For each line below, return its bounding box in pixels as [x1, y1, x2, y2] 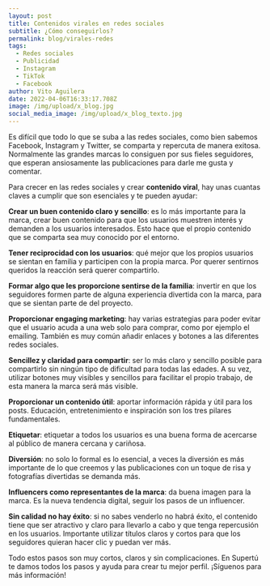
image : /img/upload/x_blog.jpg [8, 102, 114, 110]
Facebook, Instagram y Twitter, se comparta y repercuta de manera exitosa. [8, 141, 261, 150]
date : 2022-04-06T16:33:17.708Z [8, 95, 117, 103]
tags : [8, 42, 27, 50]
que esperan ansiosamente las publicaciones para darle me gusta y [8, 158, 234, 167]
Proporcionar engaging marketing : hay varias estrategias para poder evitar [8, 314, 261, 323]
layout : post [8, 11, 53, 20]
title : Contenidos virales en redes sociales [8, 19, 164, 28]
